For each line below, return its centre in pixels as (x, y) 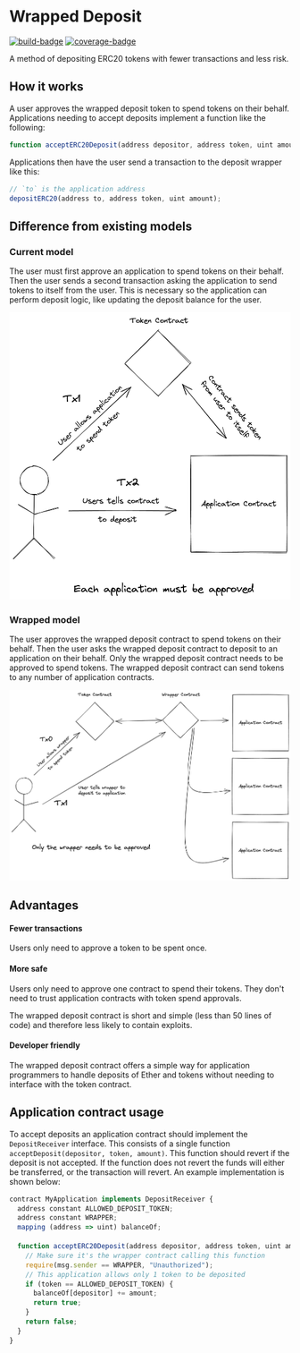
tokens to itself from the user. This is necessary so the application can (138, 290)
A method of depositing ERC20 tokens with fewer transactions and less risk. (149, 58)
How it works (46, 87)
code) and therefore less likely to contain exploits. (101, 1025)
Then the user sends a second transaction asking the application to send (143, 281)
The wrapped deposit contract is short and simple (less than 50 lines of (141, 1015)
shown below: (35, 1181)
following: (27, 127)
